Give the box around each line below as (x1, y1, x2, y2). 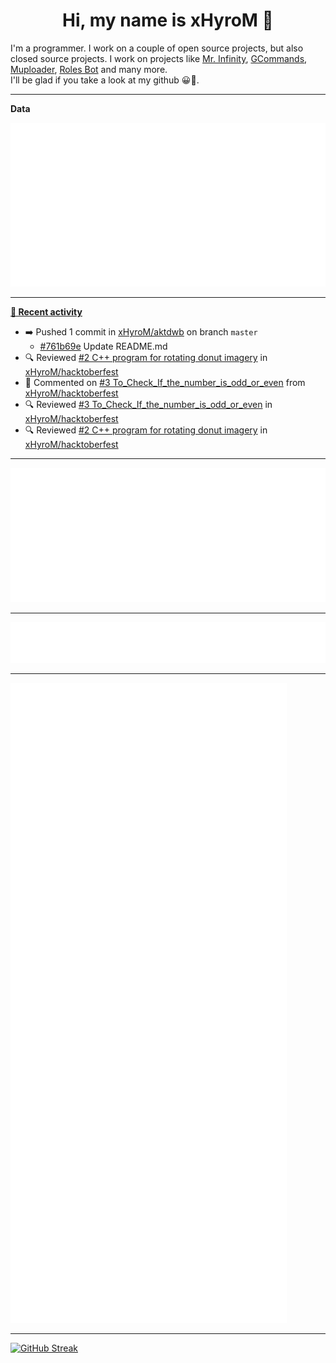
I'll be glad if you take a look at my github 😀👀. (10, 74, 200, 86)
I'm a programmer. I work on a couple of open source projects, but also (10, 42, 304, 54)
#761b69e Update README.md (39, 340, 168, 353)
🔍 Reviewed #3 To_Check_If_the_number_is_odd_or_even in (24, 399, 273, 411)
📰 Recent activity (10, 306, 83, 318)
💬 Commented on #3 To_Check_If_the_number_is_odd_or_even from (24, 377, 306, 389)
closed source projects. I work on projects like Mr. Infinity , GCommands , (10, 52, 308, 64)
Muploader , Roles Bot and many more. (10, 63, 168, 75)
